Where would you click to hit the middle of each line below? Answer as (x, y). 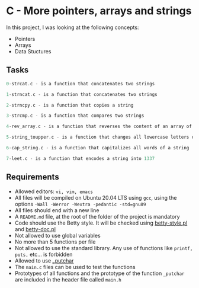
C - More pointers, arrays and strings (99, 11)
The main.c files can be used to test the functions (75, 267)
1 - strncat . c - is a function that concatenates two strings (82, 94)
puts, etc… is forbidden (44, 254)
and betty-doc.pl (35, 229)
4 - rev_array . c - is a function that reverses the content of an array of (99, 127)
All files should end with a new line (57, 210)
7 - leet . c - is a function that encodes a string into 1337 (81, 158)
